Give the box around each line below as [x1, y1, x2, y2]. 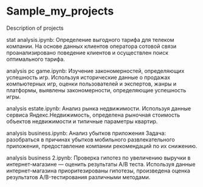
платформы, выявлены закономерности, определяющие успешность [6, 86, 187, 93]
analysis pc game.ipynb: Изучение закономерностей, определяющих [6, 67, 185, 74]
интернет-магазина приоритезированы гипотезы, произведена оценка [6, 167, 190, 174]
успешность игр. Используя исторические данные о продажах [6, 73, 171, 81]
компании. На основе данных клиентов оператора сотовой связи [6, 42, 177, 50]
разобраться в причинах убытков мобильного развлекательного [6, 135, 175, 143]
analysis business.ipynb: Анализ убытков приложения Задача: [6, 129, 166, 137]
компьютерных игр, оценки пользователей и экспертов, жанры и [6, 80, 177, 87]
